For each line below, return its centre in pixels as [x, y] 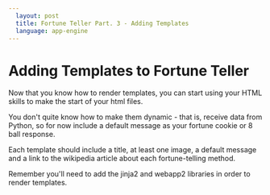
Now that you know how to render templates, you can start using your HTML [135, 93]
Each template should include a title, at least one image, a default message [133, 150]
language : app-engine [52, 31]
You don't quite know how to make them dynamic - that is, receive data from [135, 117]
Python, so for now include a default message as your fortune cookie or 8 [131, 126]
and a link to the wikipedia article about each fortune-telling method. [122, 159]
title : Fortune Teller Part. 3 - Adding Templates [102, 23]
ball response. [32, 135]
